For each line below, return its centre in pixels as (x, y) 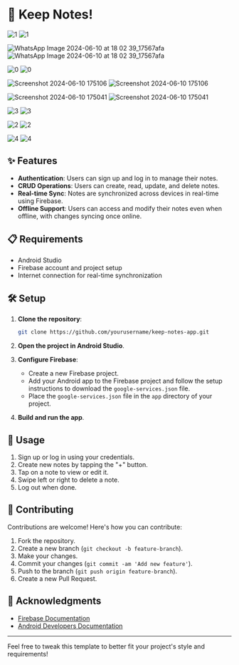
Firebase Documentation (54, 618)
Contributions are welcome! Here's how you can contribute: (95, 527)
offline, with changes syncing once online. (80, 216)
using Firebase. (40, 201)
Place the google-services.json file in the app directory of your (120, 396)
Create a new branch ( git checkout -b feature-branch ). (100, 548)
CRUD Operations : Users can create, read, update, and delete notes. (118, 185)
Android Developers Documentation (70, 626)
